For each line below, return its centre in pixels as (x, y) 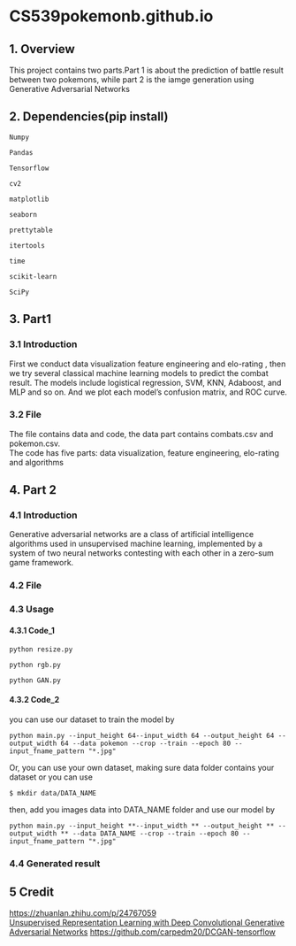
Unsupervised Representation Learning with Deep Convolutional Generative (147, 923)
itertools (27, 245)
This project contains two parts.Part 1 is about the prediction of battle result (147, 70)
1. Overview (42, 49)
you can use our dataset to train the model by (92, 719)
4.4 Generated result (55, 863)
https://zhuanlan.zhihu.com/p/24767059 (83, 913)
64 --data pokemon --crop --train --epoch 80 (146, 743)
